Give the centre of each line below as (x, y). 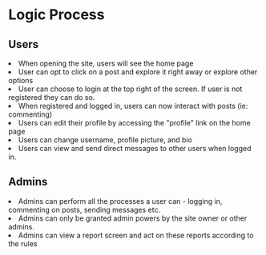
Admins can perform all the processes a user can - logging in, (121, 201)
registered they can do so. (52, 97)
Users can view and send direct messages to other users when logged (135, 148)
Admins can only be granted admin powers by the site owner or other (133, 218)
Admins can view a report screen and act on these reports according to (136, 235)
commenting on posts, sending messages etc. (85, 209)
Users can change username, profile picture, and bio (105, 140)
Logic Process (56, 15)
